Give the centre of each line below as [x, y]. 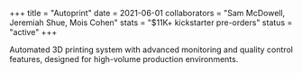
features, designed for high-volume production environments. [124, 59]
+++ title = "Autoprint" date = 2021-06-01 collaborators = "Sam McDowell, [147, 13]
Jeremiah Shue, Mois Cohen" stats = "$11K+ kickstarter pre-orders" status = [151, 23]
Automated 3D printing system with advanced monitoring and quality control [151, 50]
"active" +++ [33, 32]
